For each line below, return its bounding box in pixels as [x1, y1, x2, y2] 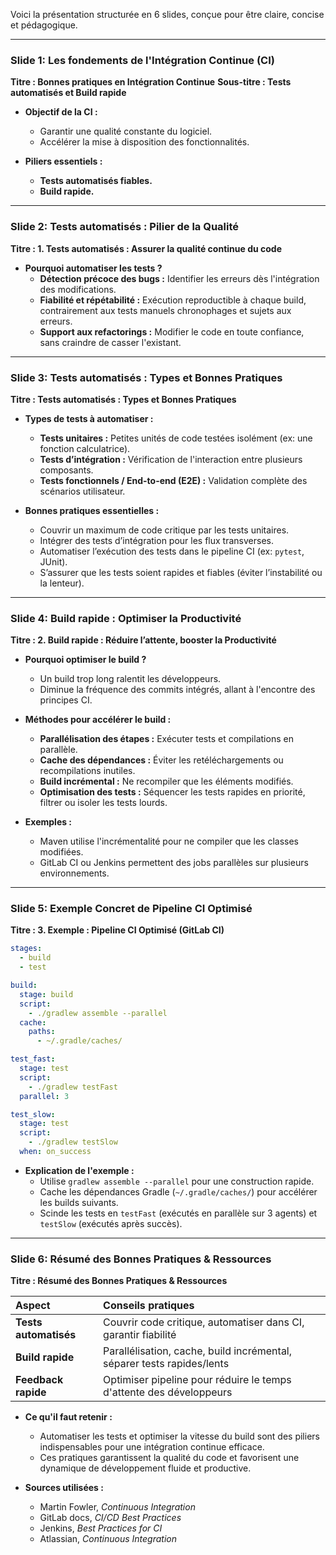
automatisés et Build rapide [10, 87, 127, 99]
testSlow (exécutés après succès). [39, 1217, 183, 1229]
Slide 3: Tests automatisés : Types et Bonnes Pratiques [10, 370, 283, 384]
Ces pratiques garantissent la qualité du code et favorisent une [39, 1452, 300, 1464]
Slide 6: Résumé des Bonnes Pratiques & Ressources [10, 1252, 272, 1266]
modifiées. [39, 846, 84, 858]
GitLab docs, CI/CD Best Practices [39, 1512, 182, 1524]
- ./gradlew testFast [28, 1082, 118, 1092]
